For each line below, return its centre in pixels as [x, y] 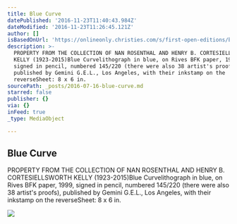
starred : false [30, 92]
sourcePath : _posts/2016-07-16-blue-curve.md [75, 86]
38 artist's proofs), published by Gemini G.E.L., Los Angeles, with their [109, 193]
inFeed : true [26, 112]
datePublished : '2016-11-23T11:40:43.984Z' [72, 20]
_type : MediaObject [36, 118]
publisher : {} [28, 99]
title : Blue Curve [34, 14]
